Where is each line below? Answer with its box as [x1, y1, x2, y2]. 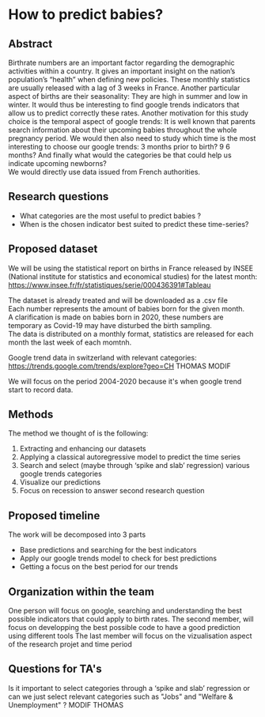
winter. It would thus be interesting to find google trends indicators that [8, 100, 240, 109]
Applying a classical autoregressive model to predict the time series [19, 452, 241, 462]
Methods [8, 408, 54, 421]
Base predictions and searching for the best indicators [19, 545, 197, 555]
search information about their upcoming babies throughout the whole [8, 125, 237, 134]
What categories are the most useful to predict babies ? [19, 211, 202, 221]
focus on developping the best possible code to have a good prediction [8, 623, 241, 632]
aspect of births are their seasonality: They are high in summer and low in [8, 92, 248, 100]
